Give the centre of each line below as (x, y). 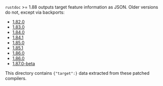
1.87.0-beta (24, 64)
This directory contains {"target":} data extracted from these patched (77, 73)
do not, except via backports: (35, 12)
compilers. (16, 78)
